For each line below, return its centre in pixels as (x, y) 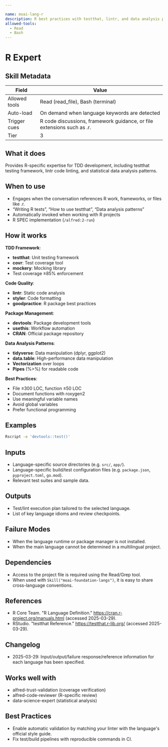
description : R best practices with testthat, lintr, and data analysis (82, 19)
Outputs (18, 496)
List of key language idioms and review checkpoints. (66, 514)
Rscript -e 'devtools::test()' (38, 437)
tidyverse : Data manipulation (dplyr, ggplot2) (59, 353)
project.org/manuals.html (38, 618)
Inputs (15, 452)
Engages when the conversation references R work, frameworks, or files (87, 198)
